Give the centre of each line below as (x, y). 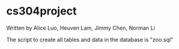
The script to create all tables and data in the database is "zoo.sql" (90, 39)
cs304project (42, 11)
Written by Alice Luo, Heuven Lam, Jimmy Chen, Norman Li (81, 28)
